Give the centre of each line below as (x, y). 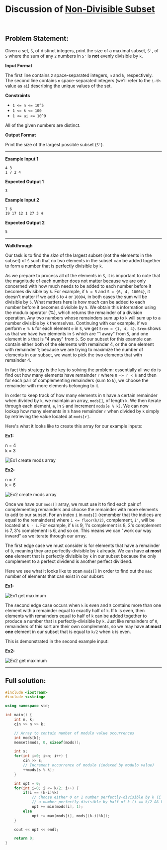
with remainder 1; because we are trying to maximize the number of (74, 349)
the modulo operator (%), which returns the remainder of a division (74, 313)
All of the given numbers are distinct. (43, 125)
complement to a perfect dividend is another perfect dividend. (69, 561)
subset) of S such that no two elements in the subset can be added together (83, 260)
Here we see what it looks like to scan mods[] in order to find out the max (79, 571)
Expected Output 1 (25, 181)
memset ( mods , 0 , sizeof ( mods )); (47, 743)
